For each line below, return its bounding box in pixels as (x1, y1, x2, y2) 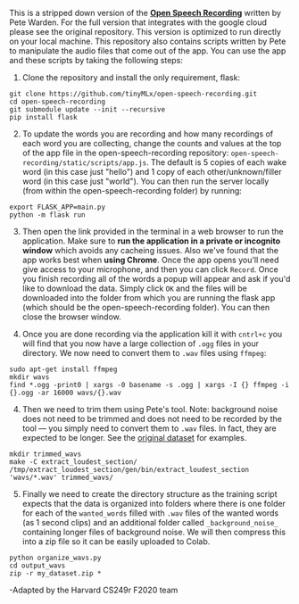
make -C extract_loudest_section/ (9, 458, 138, 467)
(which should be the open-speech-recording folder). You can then (21, 302, 270, 312)
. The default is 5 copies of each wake (145, 157, 287, 168)
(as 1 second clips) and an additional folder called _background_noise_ (21, 517, 278, 527)
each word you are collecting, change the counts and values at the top (21, 138, 282, 148)
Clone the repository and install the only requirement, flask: (21, 72, 241, 83)
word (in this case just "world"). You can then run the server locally (21, 176, 270, 186)
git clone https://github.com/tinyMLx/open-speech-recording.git (9, 89, 257, 98)
